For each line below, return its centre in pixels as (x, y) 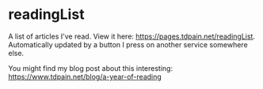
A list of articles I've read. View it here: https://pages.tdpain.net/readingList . (132, 36)
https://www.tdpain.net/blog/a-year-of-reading (85, 76)
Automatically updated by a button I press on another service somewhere (128, 44)
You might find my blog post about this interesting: (90, 68)
